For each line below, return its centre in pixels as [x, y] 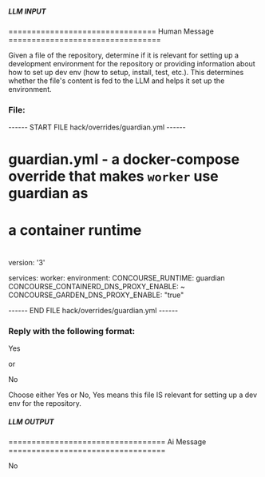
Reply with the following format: [72, 331]
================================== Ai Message [107, 442]
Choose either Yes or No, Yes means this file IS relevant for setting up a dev [133, 395]
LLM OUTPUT [31, 421]
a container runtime [75, 230]
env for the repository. [45, 403]
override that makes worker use [114, 177]
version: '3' [27, 262]
